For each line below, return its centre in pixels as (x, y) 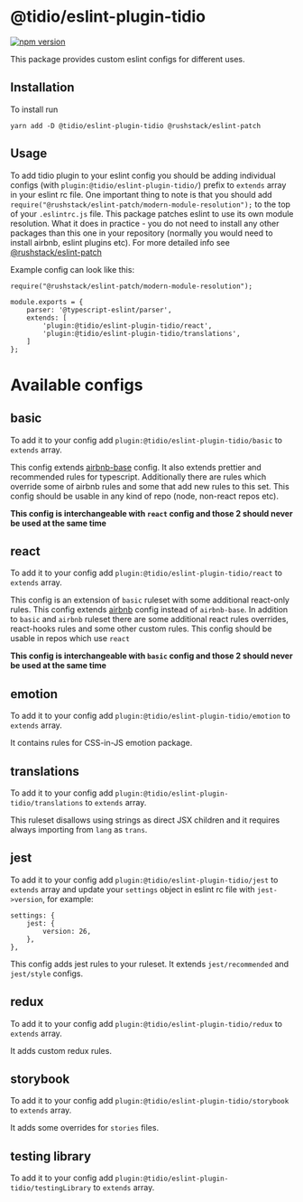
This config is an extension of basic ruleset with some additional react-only (150, 600)
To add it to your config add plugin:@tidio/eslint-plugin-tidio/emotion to (151, 716)
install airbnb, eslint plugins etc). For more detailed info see (120, 242)
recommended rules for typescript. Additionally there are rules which (138, 477)
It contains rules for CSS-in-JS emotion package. (101, 743)
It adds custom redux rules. (61, 1050)
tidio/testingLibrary (51, 1188)
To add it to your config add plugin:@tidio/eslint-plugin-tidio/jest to (144, 880)
